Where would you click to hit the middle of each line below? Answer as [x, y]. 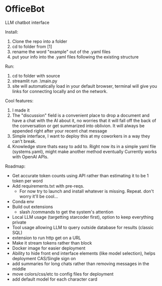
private [19, 222]
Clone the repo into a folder [40, 41]
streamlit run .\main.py [35, 81]
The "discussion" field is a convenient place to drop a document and [81, 115]
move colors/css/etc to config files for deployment [63, 274]
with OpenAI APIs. [30, 156]
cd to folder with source [36, 76]
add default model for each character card [54, 279]
